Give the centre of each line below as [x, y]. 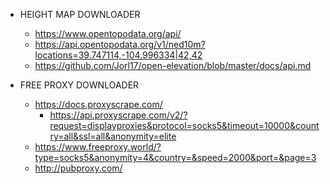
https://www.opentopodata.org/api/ [108, 33]
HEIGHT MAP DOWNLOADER [80, 14]
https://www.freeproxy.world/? [98, 147]
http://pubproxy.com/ [78, 168]
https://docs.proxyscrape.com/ [98, 104]
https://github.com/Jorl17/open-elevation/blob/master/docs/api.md [173, 65]
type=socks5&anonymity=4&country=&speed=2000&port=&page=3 [175, 157]
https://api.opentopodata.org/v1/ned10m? [120, 44]
